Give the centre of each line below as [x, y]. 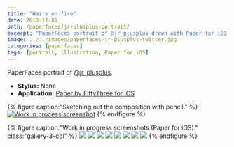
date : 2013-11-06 [33, 20]
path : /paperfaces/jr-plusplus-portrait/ [69, 26]
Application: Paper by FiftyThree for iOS [76, 93]
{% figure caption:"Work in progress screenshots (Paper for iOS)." [103, 127]
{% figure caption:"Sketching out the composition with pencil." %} [103, 107]
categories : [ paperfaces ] [45, 46]
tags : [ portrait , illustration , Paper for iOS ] [78, 53]
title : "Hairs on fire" [42, 14]
